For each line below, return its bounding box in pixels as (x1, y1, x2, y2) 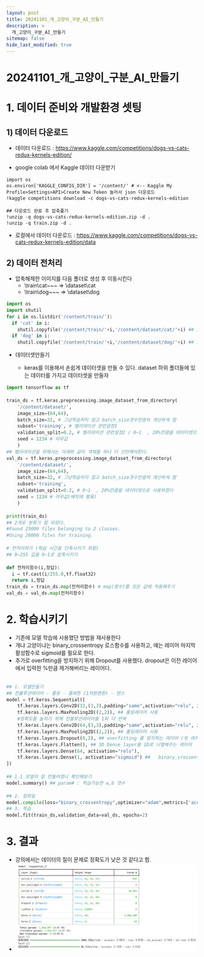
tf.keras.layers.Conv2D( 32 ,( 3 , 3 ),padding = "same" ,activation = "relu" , (17, 703, 194, 709)
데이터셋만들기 (15, 351, 50, 359)
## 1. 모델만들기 (6, 683, 44, 690)
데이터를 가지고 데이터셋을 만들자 (30, 372, 109, 379)
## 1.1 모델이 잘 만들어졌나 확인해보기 (6, 774, 92, 780)
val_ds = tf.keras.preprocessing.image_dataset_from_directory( (6, 455, 172, 461)
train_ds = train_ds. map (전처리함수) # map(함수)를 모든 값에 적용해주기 (6, 584, 175, 590)
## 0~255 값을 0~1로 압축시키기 (6, 551, 78, 557)
